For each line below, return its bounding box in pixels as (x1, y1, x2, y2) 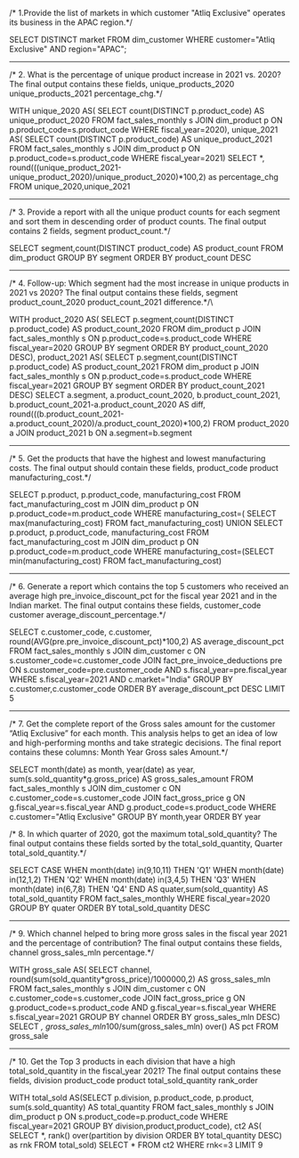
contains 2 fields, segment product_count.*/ (9, 226, 171, 236)
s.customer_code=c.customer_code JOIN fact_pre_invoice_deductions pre (9, 655, 283, 666)
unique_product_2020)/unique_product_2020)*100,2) (9, 172, 206, 182)
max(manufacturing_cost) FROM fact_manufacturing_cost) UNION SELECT (9, 518, 284, 528)
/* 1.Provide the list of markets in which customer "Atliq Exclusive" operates (9, 8, 287, 18)
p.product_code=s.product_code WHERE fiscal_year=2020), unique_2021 (9, 125, 279, 134)
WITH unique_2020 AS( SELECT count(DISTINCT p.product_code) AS (9, 106, 265, 116)
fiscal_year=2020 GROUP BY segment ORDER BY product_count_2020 (9, 343, 269, 352)
